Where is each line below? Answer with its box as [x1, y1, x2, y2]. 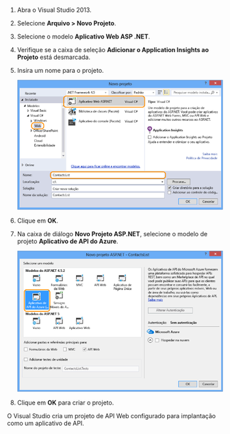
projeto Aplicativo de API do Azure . [16, 237, 118, 245]
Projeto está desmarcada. [16, 53, 91, 61]
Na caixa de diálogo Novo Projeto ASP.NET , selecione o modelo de [16, 229, 207, 238]
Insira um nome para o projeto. [16, 67, 104, 74]
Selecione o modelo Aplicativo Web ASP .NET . [16, 32, 151, 41]
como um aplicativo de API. [7, 419, 84, 427]
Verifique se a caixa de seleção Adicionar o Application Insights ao [16, 46, 209, 54]
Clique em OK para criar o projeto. [16, 398, 114, 407]
